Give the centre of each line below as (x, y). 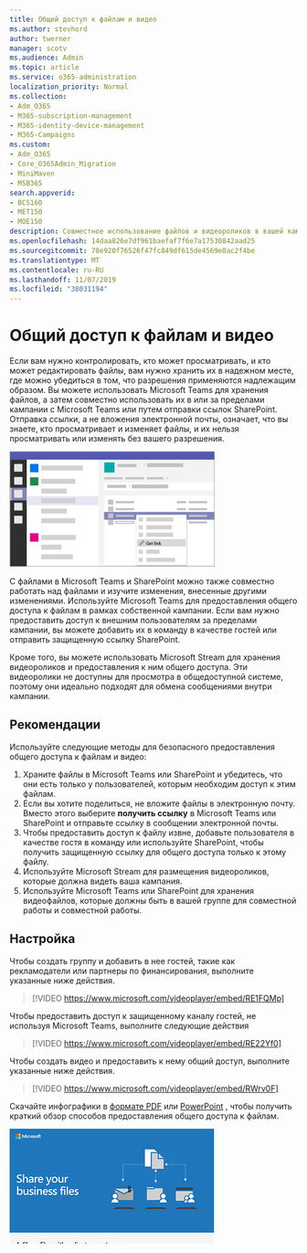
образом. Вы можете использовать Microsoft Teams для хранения (139, 390)
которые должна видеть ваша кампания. (102, 881)
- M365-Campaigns (42, 135)
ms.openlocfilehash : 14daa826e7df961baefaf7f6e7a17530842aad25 (132, 241)
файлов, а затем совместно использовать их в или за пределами (137, 400)
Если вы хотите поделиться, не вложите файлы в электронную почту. (159, 803)
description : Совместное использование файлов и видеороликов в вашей (147, 232)
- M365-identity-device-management (77, 125)
